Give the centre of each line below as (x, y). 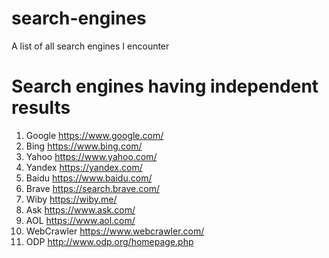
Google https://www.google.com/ (94, 135)
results (41, 108)
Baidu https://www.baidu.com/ (89, 178)
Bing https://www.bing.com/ (84, 146)
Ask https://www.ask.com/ (80, 209)
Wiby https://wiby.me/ (71, 199)
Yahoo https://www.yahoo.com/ (91, 156)
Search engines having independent (165, 86)
